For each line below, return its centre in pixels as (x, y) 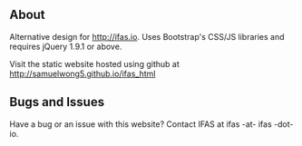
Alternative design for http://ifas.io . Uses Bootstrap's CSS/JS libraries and (147, 36)
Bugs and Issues (57, 102)
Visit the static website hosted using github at (94, 63)
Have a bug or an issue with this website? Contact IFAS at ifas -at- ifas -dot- (151, 124)
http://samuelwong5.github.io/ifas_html (83, 73)
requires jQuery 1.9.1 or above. (66, 46)
